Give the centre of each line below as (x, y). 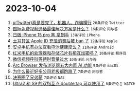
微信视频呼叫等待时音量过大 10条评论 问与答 (54, 59)
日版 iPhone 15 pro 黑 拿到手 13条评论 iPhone (56, 35)
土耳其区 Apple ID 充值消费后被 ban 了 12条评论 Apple (65, 41)
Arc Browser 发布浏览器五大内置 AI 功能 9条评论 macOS (65, 65)
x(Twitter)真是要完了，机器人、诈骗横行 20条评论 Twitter (69, 22)
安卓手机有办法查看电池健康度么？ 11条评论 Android (63, 47)
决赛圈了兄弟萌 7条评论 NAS (38, 77)
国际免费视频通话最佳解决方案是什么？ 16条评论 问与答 (65, 28)
